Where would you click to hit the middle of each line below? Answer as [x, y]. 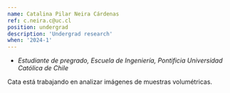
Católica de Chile [43, 68]
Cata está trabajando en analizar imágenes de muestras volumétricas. [110, 82]
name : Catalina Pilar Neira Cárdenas [63, 14]
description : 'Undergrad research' [60, 34]
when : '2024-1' [30, 40]
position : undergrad [38, 27]
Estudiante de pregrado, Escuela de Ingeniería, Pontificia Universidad [120, 60]
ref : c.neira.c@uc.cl [40, 21]
